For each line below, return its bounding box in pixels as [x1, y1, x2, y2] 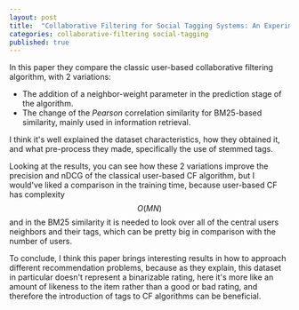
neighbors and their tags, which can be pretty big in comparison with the [9, 227, 276, 237]
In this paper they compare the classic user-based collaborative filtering [9, 62, 274, 73]
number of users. [9, 236, 73, 247]
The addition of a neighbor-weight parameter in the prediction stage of [21, 89, 282, 99]
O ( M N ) [136, 203, 163, 214]
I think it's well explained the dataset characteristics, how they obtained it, [9, 134, 280, 145]
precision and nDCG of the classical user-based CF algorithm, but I [9, 171, 255, 181]
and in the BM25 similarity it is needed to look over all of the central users [9, 217, 279, 227]
